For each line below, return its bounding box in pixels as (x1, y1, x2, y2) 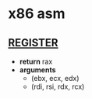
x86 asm (8, 5, 65, 23)
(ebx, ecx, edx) (30, 74, 80, 82)
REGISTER (8, 36, 58, 49)
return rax (19, 57, 53, 66)
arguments (19, 65, 56, 75)
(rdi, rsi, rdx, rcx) (30, 82, 85, 91)
